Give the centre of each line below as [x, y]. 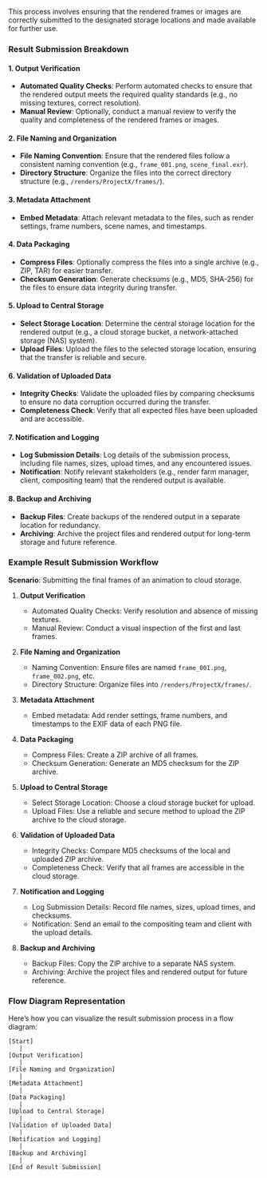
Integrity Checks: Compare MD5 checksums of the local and [131, 851]
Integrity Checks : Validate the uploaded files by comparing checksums [137, 394]
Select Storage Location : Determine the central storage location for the [137, 323]
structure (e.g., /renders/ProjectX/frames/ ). [92, 181]
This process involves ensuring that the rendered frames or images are [125, 12]
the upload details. [62, 932]
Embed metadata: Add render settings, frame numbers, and [130, 715]
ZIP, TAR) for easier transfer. [66, 270]
